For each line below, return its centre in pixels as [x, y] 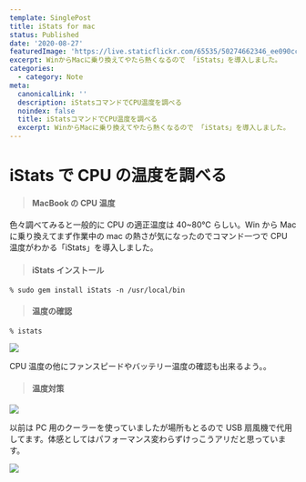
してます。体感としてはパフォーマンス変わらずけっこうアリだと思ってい [144, 439]
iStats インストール [68, 270]
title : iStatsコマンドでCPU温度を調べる [87, 119]
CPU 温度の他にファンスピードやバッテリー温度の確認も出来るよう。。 [140, 366]
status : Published [44, 35]
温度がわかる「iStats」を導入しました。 [84, 247]
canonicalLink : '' [53, 94]
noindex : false [46, 111]
